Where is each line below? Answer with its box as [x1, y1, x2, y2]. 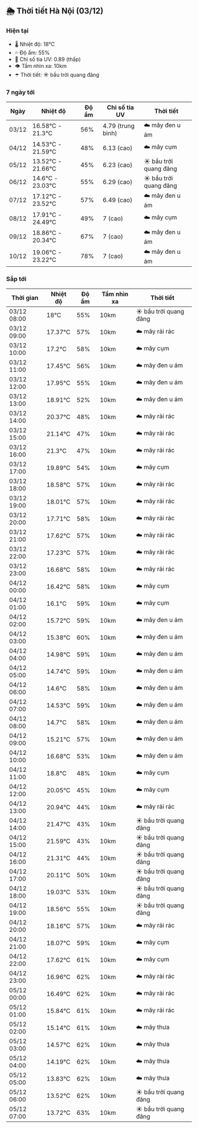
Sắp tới [6, 274, 27, 283]
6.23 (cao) [103, 161, 133, 169]
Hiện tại [6, 27, 29, 35]
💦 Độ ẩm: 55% [14, 49, 50, 56]
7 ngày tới [6, 88, 35, 96]
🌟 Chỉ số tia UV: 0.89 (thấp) [14, 55, 81, 63]
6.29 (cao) [103, 178, 133, 186]
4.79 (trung [103, 122, 135, 130]
